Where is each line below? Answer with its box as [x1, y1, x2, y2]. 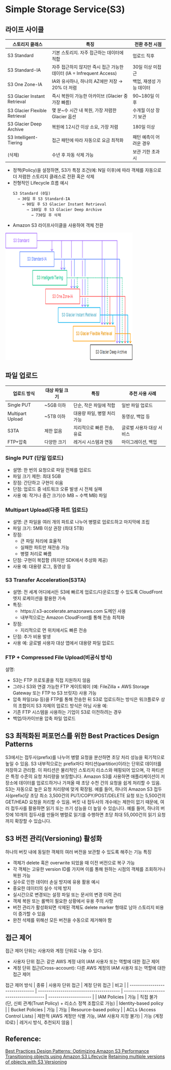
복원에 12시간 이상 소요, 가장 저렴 [51, 124, 119, 129]
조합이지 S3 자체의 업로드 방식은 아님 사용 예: [18, 702, 108, 709]
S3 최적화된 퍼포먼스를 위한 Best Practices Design [5, 732, 159, 740]
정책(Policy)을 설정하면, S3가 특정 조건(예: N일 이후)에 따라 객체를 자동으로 [12, 167, 162, 173]
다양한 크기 [44, 439, 67, 445]
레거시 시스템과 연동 [73, 439, 113, 445]
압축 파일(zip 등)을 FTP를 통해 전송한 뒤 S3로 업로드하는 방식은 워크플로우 [12, 696, 160, 702]
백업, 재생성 [132, 78, 156, 85]
